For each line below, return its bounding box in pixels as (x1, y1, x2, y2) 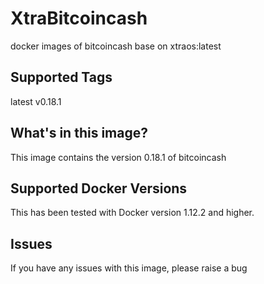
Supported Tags (10, 69, 113, 86)
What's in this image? (10, 125, 148, 142)
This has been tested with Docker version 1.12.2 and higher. (10, 207, 255, 219)
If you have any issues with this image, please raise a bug (10, 262, 248, 274)
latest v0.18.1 (10, 95, 62, 107)
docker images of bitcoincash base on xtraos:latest (10, 40, 222, 52)
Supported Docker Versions (10, 180, 188, 197)
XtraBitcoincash (10, 7, 148, 30)
